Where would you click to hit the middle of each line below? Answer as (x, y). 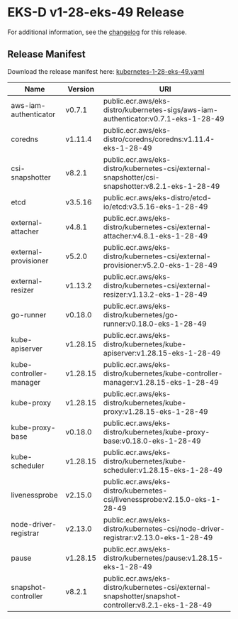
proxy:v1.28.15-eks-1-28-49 (155, 411)
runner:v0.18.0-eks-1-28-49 (155, 324)
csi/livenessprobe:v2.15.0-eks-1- (162, 499)
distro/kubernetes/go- (141, 314)
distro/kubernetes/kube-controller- (163, 373)
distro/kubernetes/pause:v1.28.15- (163, 558)
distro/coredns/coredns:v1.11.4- (159, 139)
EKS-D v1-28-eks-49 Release (96, 12)
